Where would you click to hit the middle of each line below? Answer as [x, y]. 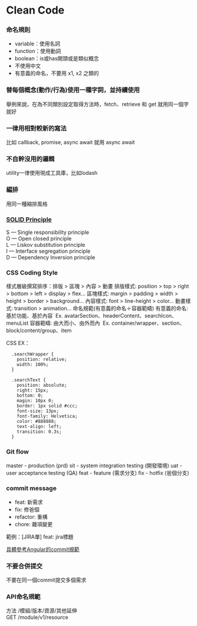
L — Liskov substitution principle [46, 244]
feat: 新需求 [29, 502]
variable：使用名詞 [37, 44]
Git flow [18, 452]
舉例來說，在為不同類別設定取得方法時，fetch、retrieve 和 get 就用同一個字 [98, 104]
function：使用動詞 [38, 51]
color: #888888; [37, 422]
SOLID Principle [29, 219]
